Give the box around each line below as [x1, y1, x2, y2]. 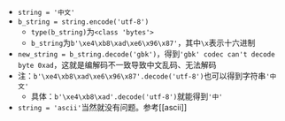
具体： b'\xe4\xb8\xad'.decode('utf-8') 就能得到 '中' [30, 91, 223, 102]
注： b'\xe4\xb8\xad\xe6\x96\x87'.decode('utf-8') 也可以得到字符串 [17, 71, 266, 81]
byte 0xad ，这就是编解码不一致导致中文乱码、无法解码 [17, 60, 217, 70]
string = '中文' [17, 8, 75, 17]
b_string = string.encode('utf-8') [17, 18, 150, 26]
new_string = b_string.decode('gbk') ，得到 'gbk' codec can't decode [17, 49, 276, 59]
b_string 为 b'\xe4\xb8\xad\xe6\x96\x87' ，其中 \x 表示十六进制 [30, 38, 256, 48]
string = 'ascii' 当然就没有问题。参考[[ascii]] [17, 102, 188, 112]
